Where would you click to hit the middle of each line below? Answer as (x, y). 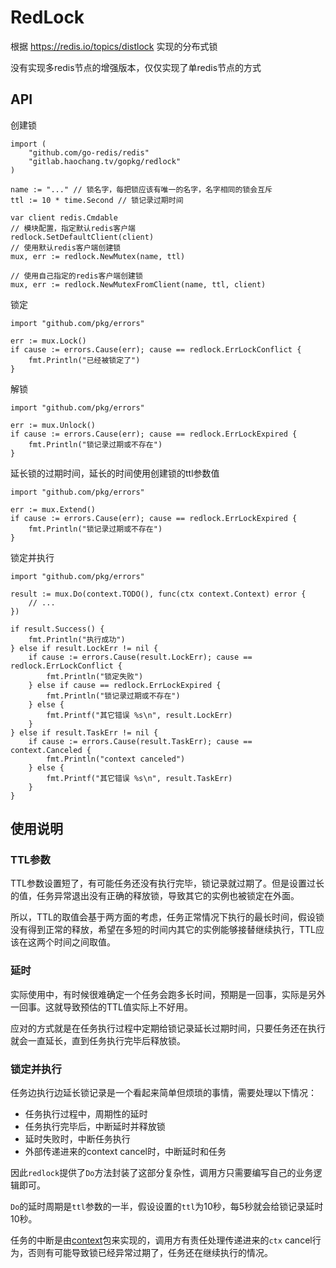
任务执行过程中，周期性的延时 (86, 1114)
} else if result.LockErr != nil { (84, 648)
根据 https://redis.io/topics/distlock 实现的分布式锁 (114, 46)
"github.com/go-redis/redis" (89, 152)
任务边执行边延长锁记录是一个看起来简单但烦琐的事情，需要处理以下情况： (163, 1093)
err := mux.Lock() (48, 341)
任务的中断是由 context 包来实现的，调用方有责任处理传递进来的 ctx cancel (161, 1240)
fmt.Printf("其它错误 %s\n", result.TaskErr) (139, 778)
